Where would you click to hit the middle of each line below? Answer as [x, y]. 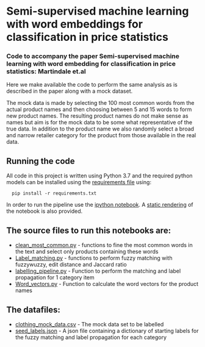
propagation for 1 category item [55, 277]
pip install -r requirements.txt [54, 193]
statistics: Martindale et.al [46, 71]
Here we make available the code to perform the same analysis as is [92, 85]
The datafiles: [34, 309]
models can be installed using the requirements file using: [79, 182]
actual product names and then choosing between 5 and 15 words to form [99, 109]
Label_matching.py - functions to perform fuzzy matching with [94, 258]
